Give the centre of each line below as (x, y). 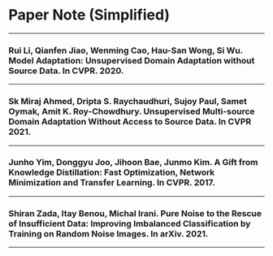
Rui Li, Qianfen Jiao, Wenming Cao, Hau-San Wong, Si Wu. (126, 50)
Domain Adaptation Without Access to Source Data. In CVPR (130, 122)
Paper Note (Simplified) (89, 15)
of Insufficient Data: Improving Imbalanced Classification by (130, 223)
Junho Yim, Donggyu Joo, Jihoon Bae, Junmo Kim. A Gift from (133, 163)
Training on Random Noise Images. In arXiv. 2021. (108, 233)
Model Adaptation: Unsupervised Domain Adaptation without (132, 60)
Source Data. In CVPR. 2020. (66, 71)
